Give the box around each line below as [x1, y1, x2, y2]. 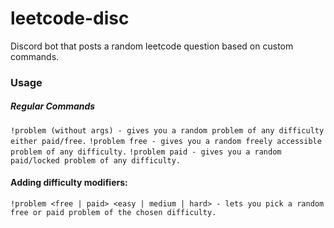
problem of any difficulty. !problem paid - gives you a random [10, 147, 282, 157]
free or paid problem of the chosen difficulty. [10, 208, 217, 218]
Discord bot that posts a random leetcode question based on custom [10, 40, 294, 52]
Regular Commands [10, 100, 96, 112]
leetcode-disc [10, 7, 130, 30]
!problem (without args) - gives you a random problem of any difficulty [10, 125, 325, 136]
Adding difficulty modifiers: [10, 177, 128, 189]
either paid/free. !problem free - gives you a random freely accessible [10, 136, 322, 146]
